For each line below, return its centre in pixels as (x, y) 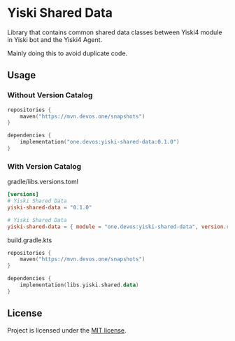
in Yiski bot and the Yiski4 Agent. (55, 39)
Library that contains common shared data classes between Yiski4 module (115, 32)
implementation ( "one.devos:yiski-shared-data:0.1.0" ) (100, 142)
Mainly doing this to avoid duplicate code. (67, 53)
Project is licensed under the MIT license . (67, 330)
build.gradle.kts (30, 240)
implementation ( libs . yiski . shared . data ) (79, 285)
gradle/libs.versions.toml (43, 182)
